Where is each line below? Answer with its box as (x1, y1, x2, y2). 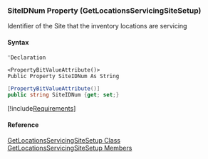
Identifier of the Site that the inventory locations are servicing (7, 22, 187, 31)
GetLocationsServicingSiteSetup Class (7, 136, 121, 145)
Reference (7, 120, 39, 129)
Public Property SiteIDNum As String (7, 72, 120, 79)
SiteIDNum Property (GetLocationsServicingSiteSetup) (7, 6, 202, 16)
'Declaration (7, 54, 46, 61)
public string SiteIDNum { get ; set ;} (7, 92, 120, 99)
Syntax (7, 38, 29, 46)
